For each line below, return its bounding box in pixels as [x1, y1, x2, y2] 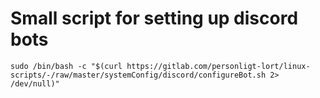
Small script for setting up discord [10, 7, 299, 30]
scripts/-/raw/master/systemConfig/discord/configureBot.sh [10, 70, 267, 80]
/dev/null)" [10, 78, 60, 89]
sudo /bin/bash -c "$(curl [10, 61, 123, 71]
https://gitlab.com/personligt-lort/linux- [126, 61, 311, 71]
